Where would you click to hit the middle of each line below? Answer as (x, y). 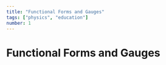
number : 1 (19, 23)
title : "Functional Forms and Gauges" (55, 12)
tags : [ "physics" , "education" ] (47, 17)
